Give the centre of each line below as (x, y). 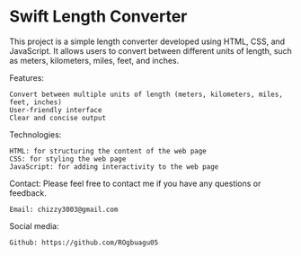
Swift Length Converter (98, 17)
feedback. (28, 193)
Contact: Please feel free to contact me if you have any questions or (135, 183)
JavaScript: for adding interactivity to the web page (114, 167)
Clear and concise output (58, 118)
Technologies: (35, 134)
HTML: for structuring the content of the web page (108, 151)
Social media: (35, 225)
